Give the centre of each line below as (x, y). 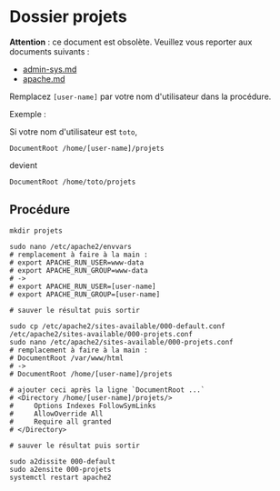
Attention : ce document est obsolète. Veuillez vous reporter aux (131, 42)
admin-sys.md (50, 69)
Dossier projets (68, 17)
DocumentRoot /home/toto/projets (73, 182)
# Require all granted (60, 421)
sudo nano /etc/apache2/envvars (70, 246)
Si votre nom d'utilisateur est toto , (74, 131)
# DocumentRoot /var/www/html (67, 358)
